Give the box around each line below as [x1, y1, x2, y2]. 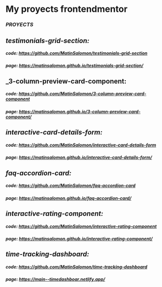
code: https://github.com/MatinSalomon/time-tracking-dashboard [5, 264, 148, 270]
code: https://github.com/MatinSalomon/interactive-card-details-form [5, 142, 157, 148]
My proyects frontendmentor [5, 3, 128, 15]
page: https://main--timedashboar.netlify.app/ [5, 276, 106, 283]
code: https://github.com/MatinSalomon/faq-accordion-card [5, 183, 136, 189]
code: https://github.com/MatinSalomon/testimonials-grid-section [5, 50, 148, 56]
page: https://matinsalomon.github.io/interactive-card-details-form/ [5, 154, 153, 160]
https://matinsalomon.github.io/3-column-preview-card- [18, 108, 141, 114]
